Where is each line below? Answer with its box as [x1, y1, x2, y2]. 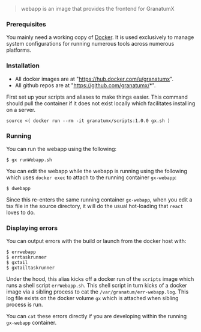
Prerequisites [6, 20, 46, 28]
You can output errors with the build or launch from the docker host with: [6, 238, 187, 245]
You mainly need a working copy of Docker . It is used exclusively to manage [6, 34, 194, 41]
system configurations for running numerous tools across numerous [6, 40, 175, 48]
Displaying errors [6, 224, 58, 232]
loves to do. [6, 209, 35, 216]
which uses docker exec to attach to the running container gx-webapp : [6, 174, 177, 181]
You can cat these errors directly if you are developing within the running [6, 313, 187, 320]
